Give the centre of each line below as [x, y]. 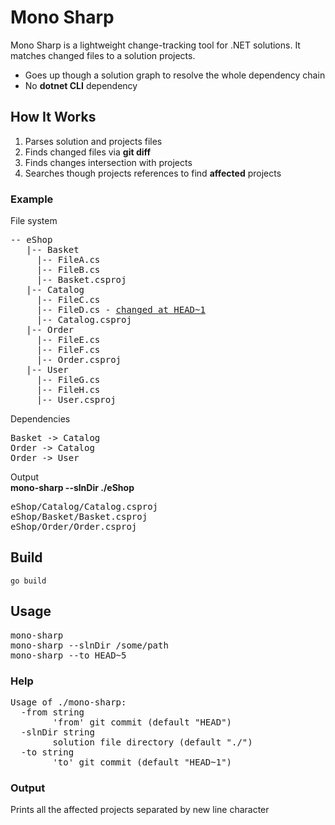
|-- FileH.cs [68, 390]
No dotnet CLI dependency [81, 85]
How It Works [53, 117]
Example [32, 199]
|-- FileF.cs [68, 350]
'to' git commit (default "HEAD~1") [142, 762]
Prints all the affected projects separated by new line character [140, 810]
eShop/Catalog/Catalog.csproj [84, 507]
